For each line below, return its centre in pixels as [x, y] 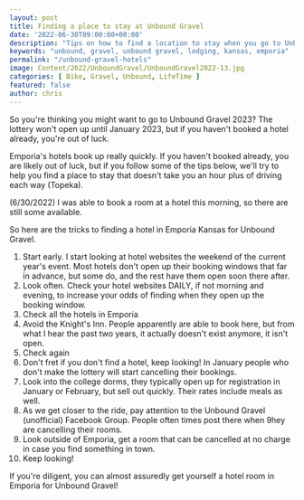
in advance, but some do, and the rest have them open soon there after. [156, 276]
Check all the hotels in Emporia [80, 314]
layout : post [34, 18]
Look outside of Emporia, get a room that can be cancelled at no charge [157, 439]
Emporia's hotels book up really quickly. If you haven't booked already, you [149, 156]
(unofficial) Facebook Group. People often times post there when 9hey [154, 420]
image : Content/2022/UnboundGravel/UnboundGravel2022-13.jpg [127, 69]
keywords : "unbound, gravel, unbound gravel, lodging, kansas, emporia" [149, 52]
